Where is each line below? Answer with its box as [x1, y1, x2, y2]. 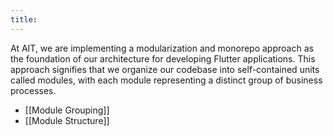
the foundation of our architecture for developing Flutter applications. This [10, 52, 316, 65]
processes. [10, 84, 57, 96]
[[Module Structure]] [24, 114, 110, 126]
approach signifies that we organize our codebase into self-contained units [10, 63, 320, 75]
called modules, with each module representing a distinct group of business [10, 74, 323, 86]
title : [10, 14, 38, 25]
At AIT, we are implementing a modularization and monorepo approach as [10, 42, 314, 54]
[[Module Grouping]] [24, 104, 110, 116]
